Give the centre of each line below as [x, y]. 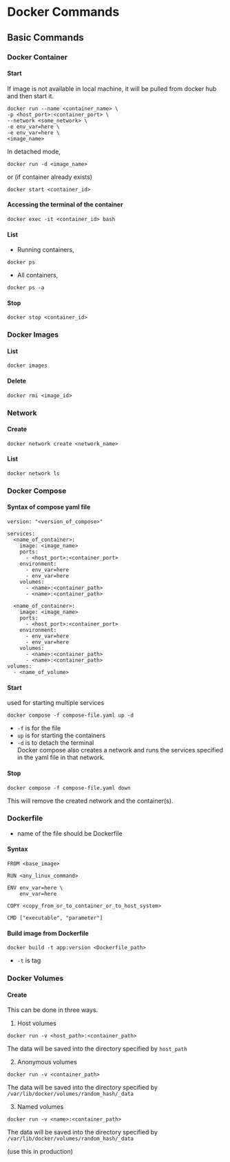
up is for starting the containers [61, 736]
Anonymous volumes [47, 1062]
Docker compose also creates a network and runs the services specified [120, 750]
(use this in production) [40, 1152]
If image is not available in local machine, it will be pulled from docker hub [112, 88]
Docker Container [37, 57]
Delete [17, 381]
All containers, [38, 275]
